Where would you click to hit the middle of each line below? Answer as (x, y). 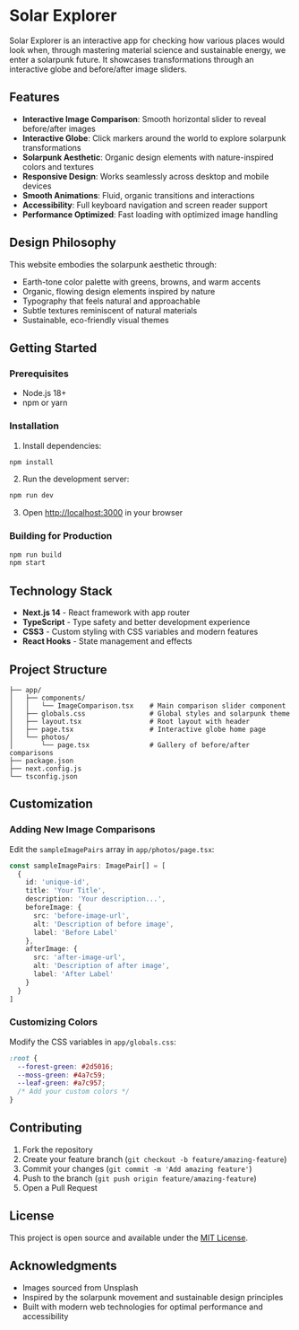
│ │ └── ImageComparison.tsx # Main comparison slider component (148, 706)
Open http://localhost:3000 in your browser (103, 513)
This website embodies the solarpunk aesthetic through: (113, 264)
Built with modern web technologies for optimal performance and (142, 1307)
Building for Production (61, 536)
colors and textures (58, 166)
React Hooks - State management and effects (107, 641)
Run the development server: (76, 479)
